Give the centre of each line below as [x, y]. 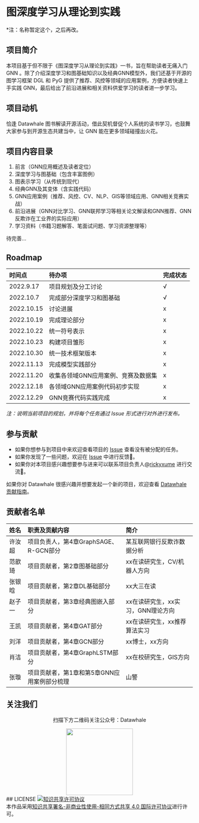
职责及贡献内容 [49, 530]
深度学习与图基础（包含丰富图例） [56, 174]
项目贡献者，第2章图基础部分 [68, 566]
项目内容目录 [30, 151]
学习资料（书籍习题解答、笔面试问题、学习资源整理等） [82, 226]
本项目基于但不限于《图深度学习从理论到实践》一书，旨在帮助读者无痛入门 [97, 65]
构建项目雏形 [67, 342]
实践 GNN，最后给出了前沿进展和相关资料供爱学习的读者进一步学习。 [96, 88]
